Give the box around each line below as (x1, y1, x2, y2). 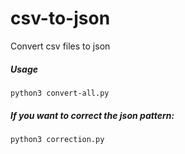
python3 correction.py (10, 134, 105, 144)
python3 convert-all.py (10, 88, 110, 98)
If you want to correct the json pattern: (10, 109, 175, 121)
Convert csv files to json (10, 40, 111, 52)
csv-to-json (10, 7, 111, 30)
